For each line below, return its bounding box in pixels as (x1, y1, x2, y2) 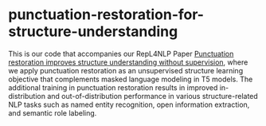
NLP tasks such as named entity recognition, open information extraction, (8, 100, 250, 109)
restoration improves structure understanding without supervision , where (8, 57, 248, 67)
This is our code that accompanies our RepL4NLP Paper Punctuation (8, 49, 234, 58)
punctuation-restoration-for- (8, 6, 205, 24)
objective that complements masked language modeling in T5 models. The (8, 74, 253, 84)
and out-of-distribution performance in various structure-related (47, 91, 259, 100)
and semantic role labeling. (8, 108, 97, 117)
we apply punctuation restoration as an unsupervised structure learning (8, 65, 244, 75)
